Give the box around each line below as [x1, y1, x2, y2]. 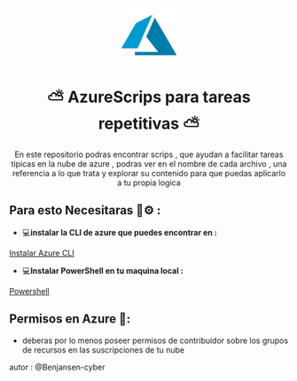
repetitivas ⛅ [98, 113, 200, 134]
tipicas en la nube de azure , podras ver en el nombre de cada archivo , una [11, 158, 287, 169]
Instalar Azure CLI [9, 247, 75, 258]
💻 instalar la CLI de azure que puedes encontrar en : [21, 227, 217, 237]
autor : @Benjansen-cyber [9, 362, 106, 372]
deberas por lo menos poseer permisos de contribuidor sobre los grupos [21, 335, 289, 346]
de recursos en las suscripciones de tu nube [21, 344, 184, 355]
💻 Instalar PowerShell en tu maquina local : [21, 265, 184, 276]
